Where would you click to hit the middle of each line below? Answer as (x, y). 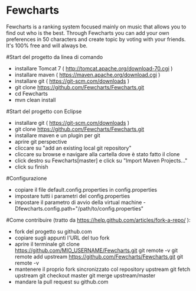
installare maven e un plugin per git (57, 135)
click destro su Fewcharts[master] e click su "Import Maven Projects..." (101, 160)
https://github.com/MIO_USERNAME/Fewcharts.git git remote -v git (96, 250)
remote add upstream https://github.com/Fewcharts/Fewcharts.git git (99, 256)
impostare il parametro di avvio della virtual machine (78, 202)
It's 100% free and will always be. (47, 46)
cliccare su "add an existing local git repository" (73, 148)
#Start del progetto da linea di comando (55, 57)
